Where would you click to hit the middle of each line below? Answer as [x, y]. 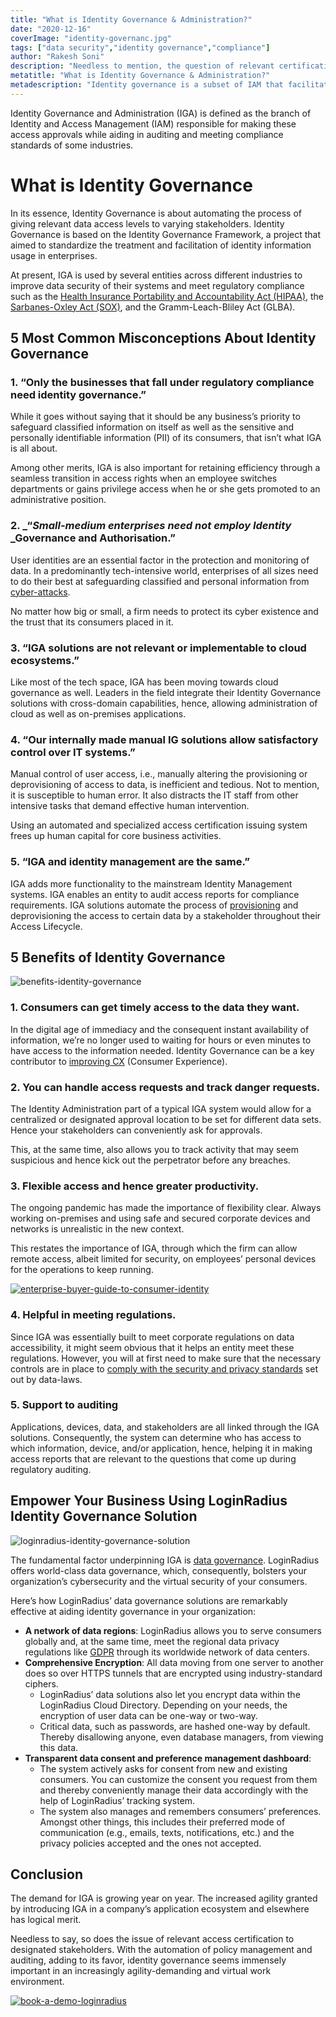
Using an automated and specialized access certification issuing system [159, 825]
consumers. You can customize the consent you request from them [178, 1779]
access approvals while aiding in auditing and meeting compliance [147, 134]
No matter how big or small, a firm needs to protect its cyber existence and [164, 611]
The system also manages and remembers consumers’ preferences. [180, 1811]
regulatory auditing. [51, 1469]
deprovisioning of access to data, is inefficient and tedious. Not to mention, [165, 785]
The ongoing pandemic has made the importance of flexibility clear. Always [166, 1208]
